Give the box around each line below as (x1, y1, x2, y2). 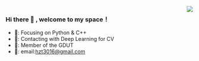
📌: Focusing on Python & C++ (14, 29, 87, 36)
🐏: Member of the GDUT (14, 41, 74, 49)
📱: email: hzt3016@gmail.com (14, 48, 86, 55)
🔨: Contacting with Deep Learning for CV (14, 36, 114, 43)
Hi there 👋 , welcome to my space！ (5, 15, 109, 23)
